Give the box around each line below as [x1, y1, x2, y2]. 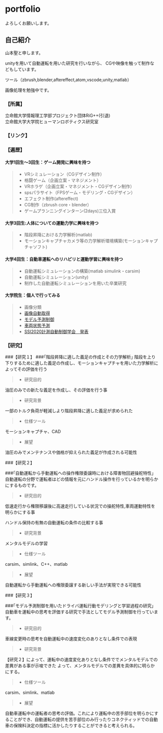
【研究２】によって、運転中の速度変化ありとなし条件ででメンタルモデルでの [5, 657, 158, 662]
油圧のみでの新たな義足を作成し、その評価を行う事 [5, 387, 108, 393]
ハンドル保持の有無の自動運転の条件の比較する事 [5, 520, 103, 525]
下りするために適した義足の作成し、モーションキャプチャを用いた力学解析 [5, 360, 154, 366]
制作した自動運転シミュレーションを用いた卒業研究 [24, 280, 127, 286]
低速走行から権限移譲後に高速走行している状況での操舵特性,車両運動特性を [5, 503, 156, 509]
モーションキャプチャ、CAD [5, 429, 61, 434]
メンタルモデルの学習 [5, 540, 48, 546]
